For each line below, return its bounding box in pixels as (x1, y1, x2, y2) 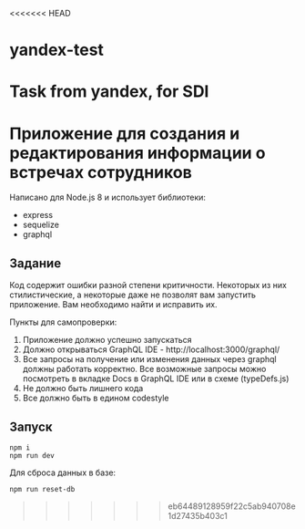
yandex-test (9, 40, 105, 60)
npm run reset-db (9, 484, 76, 493)
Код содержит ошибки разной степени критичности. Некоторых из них (9, 280, 287, 291)
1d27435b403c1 (168, 510, 228, 521)
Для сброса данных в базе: (9, 467, 117, 478)
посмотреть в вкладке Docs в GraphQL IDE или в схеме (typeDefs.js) (22, 373, 290, 384)
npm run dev (9, 451, 55, 460)
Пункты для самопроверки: (9, 316, 117, 327)
